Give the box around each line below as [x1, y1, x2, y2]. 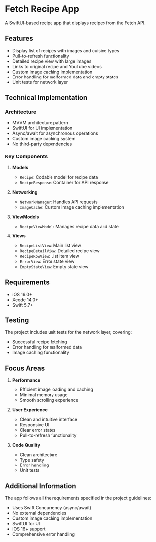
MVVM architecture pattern [12, 120, 68, 126]
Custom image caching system [12, 136, 76, 142]
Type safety [19, 457, 45, 463]
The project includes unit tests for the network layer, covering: [5, 329, 132, 335]
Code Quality [12, 442, 41, 448]
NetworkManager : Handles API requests [19, 199, 98, 205]
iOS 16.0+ [12, 291, 32, 297]
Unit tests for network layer [12, 79, 68, 85]
